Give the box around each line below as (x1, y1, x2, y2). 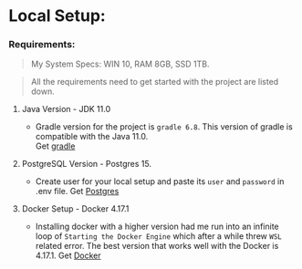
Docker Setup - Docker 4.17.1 (21, 203, 130, 214)
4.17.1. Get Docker (35, 250, 101, 261)
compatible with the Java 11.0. (35, 131, 149, 142)
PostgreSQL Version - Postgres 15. (21, 159, 152, 170)
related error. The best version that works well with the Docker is (35, 241, 279, 252)
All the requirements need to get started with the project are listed (30, 77, 279, 88)
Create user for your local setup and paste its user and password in (35, 176, 285, 187)
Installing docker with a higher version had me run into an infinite (35, 221, 279, 233)
